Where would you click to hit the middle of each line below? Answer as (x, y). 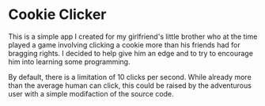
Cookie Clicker (57, 15)
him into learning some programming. (69, 62)
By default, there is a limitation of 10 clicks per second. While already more (130, 77)
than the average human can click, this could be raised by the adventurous (130, 85)
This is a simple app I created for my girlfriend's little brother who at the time (133, 36)
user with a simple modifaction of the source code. (91, 93)
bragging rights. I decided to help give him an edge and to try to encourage (131, 53)
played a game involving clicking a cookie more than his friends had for (124, 44)
